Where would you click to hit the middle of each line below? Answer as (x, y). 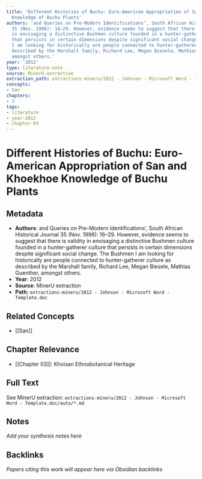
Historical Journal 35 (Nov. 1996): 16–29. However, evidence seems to (102, 234)
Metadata (25, 214)
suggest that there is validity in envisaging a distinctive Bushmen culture (104, 241)
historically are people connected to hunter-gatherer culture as (93, 260)
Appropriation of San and (123, 166)
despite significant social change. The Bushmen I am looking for (94, 254)
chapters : (19, 96)
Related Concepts (41, 316)
